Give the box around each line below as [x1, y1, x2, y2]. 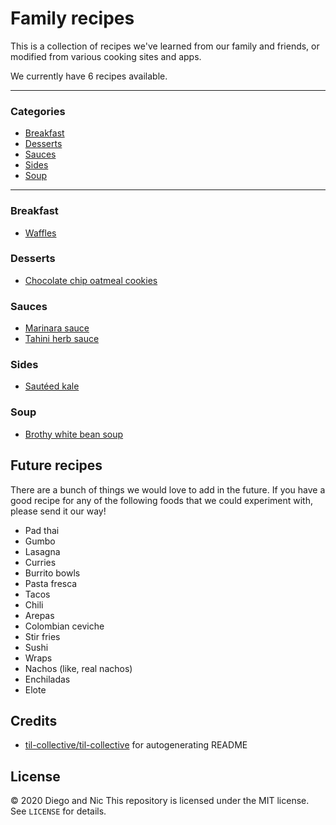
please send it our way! [10, 505, 107, 517]
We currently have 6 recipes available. [10, 70, 168, 82]
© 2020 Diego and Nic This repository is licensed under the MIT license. [10, 795, 310, 807]
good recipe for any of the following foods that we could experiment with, [10, 494, 314, 506]
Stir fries [24, 630, 61, 642]
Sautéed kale [24, 380, 80, 392]
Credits [10, 712, 58, 729]
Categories [10, 104, 66, 118]
